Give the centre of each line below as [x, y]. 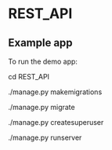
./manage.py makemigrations [55, 92]
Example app [40, 43]
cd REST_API [29, 77]
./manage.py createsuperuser [56, 122]
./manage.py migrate [42, 107]
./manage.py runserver [45, 137]
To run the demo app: [43, 61]
